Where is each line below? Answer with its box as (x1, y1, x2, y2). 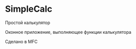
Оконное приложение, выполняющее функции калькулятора (5, 29, 132, 35)
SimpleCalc (5, 3, 53, 15)
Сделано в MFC (5, 38, 38, 45)
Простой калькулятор (5, 20, 50, 25)
